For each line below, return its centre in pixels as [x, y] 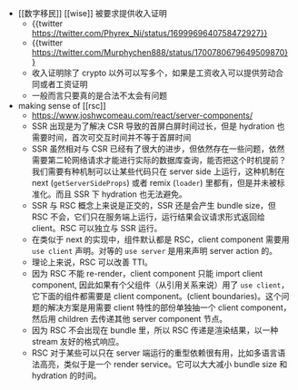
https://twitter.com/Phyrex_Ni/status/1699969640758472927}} [149, 33]
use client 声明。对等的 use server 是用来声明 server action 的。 [154, 251]
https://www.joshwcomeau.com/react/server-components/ [142, 115]
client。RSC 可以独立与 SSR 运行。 [97, 228]
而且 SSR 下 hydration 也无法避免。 [122, 194]
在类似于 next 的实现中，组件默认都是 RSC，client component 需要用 [160, 239]
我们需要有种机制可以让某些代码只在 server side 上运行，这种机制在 [158, 171]
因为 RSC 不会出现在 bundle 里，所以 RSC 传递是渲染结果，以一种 [155, 330]
